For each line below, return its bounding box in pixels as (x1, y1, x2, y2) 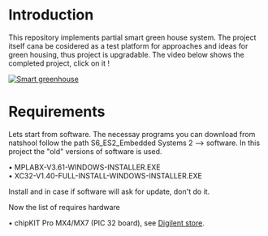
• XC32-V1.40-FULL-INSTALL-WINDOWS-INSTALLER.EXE (8, 170, 203, 180)
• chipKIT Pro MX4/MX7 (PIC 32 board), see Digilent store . (8, 217, 205, 228)
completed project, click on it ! (8, 58, 110, 68)
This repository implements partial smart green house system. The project (8, 32, 257, 42)
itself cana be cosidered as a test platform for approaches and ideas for (8, 41, 249, 50)
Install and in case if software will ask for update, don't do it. (8, 187, 210, 196)
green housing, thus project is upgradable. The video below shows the (8, 49, 245, 59)
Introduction (8, 6, 94, 24)
